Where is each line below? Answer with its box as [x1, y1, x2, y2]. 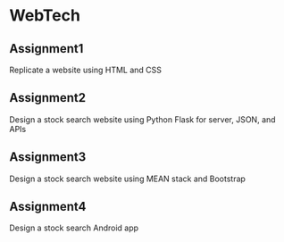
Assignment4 [9, 199, 87, 214]
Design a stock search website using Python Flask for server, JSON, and [9, 113, 276, 125]
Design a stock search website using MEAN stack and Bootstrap [9, 173, 246, 184]
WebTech [9, 5, 80, 26]
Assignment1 [9, 41, 84, 56]
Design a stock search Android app [9, 222, 139, 233]
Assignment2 [9, 90, 87, 105]
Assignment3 [9, 149, 87, 165]
